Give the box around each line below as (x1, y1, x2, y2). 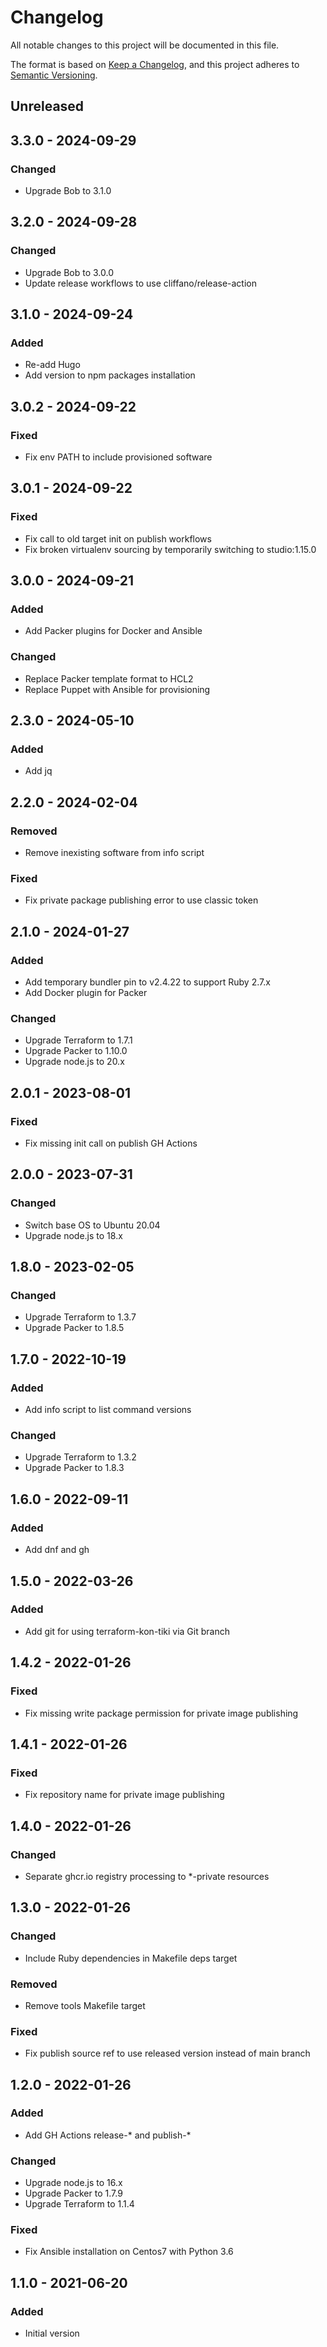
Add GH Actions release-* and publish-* (24, 2129, 192, 2141)
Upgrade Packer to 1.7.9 (24, 2187, 123, 2200)
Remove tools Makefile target (24, 1999, 146, 2011)
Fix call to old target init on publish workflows (24, 532, 212, 545)
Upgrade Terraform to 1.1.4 (24, 2198, 135, 2210)
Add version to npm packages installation (24, 369, 196, 381)
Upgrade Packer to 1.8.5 (24, 1322, 125, 1334)
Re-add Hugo (24, 359, 81, 371)
